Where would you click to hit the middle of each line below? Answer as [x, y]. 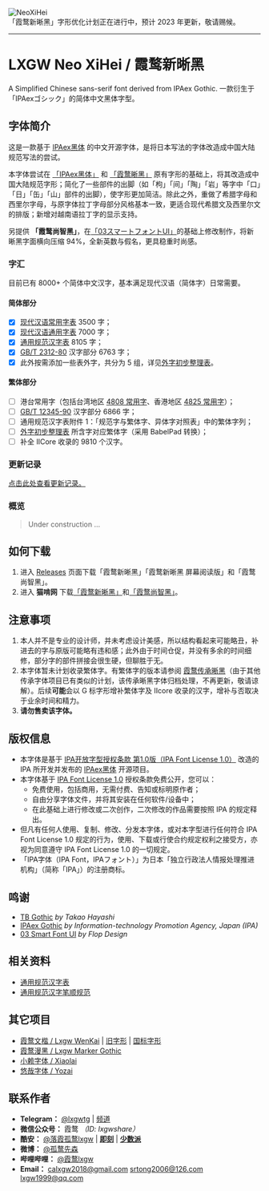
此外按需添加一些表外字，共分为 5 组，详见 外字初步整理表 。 [118, 362]
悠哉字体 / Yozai [46, 1071]
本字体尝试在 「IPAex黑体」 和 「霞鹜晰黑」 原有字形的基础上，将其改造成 [130, 174]
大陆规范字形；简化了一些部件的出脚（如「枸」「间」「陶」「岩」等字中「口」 [138, 184]
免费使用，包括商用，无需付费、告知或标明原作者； [116, 789]
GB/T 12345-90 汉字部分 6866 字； [78, 411]
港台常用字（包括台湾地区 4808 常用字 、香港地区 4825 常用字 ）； [127, 402]
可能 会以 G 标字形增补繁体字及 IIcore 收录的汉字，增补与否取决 [155, 691]
